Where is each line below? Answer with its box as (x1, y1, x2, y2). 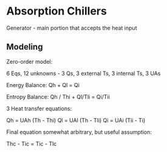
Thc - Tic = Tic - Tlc (6, 140, 57, 147)
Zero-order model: (6, 58, 53, 65)
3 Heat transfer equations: (6, 105, 72, 112)
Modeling (6, 42, 43, 52)
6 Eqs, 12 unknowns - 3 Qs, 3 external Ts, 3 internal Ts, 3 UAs (6, 70, 161, 77)
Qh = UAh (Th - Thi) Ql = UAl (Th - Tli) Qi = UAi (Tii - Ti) (6, 116, 146, 124)
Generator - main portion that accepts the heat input (6, 24, 137, 31)
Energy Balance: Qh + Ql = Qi (6, 81, 80, 88)
